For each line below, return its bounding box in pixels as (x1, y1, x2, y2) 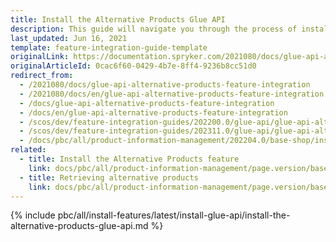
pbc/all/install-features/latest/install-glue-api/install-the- (57, 209, 291, 221)
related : (10, 145, 47, 155)
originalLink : (10, 52, 70, 62)
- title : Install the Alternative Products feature (19, 154, 240, 164)
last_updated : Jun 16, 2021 (10, 33, 128, 43)
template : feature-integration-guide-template (10, 42, 208, 53)
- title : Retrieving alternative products (19, 172, 199, 183)
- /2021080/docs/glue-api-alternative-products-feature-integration (19, 80, 311, 90)
